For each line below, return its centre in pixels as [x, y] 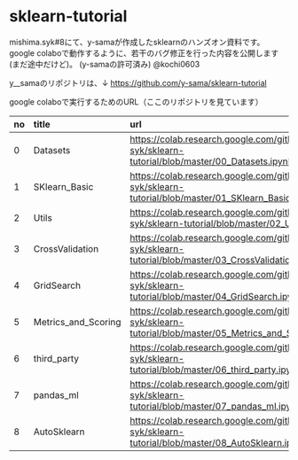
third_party [56, 358]
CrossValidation [66, 248]
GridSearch [57, 285]
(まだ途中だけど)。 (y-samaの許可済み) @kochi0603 [105, 64]
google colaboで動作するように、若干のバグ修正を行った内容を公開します [144, 53]
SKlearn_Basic [63, 186]
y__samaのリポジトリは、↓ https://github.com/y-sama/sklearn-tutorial [138, 82]
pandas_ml [56, 394]
